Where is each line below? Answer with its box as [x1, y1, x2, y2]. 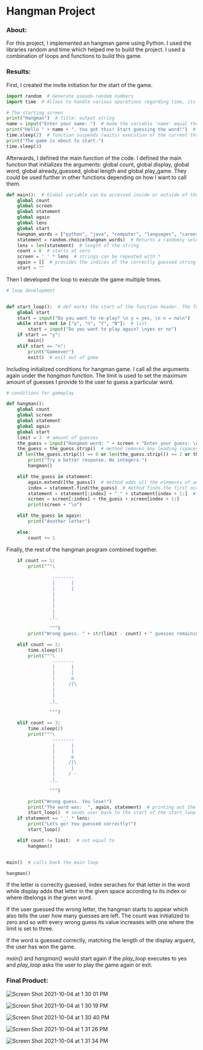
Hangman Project [6, 4, 95, 18]
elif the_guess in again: [17, 513, 83, 519]
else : [17, 529, 31, 535]
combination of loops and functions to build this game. [6, 53, 142, 60]
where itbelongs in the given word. [6, 894, 92, 901]
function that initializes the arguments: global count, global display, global [6, 160, 190, 168]
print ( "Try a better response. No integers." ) [28, 457, 147, 464]
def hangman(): [6, 401, 45, 407]
